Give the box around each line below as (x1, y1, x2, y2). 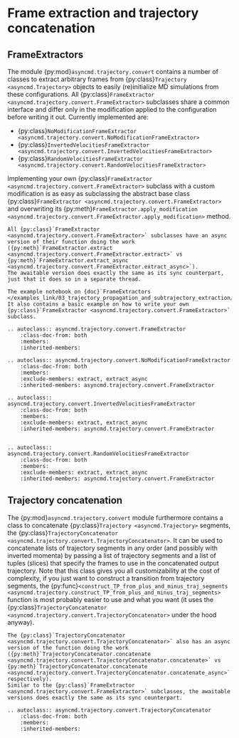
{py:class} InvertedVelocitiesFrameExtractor (17, 140, 150, 149)
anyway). (7, 618, 34, 626)
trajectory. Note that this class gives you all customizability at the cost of (7, 566, 221, 575)
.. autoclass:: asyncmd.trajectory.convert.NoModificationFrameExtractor (7, 357, 231, 364)
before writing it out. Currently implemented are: (7, 113, 149, 121)
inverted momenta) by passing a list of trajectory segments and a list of (7, 551, 217, 560)
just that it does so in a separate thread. (7, 276, 142, 283)
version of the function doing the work (7, 644, 129, 651)
